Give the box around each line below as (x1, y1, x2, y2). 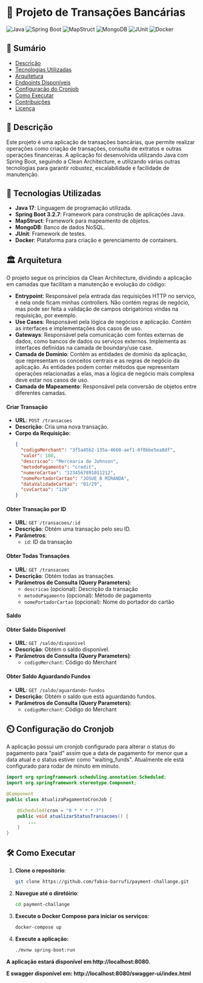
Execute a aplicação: (15, 935, 69, 942)
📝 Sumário (6, 43, 47, 53)
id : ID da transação (24, 538, 73, 546)
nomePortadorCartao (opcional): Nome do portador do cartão (24, 598, 175, 605)
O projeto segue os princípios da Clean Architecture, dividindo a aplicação (6, 274, 192, 281)
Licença (15, 105, 35, 112)
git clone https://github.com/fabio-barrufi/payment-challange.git (15, 878, 189, 885)
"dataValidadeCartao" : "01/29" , (21, 481, 102, 487)
